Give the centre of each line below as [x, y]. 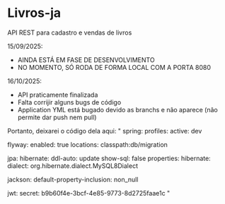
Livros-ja [34, 13]
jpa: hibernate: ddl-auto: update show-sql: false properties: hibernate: [109, 158]
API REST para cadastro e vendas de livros [70, 32]
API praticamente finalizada [58, 95]
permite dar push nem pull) [57, 117]
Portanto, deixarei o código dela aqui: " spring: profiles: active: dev [105, 131]
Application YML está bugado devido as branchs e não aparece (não [117, 109]
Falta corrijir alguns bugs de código [69, 102]
